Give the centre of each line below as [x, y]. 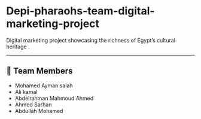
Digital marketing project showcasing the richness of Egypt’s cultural [91, 40]
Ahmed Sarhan [33, 104]
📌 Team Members [39, 71]
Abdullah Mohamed [39, 111]
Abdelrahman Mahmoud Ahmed [54, 98]
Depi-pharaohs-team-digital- [80, 11]
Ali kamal [26, 91]
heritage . [18, 47]
